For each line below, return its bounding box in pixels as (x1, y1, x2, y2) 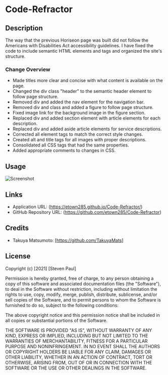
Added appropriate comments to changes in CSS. (12, 147, 116, 154)
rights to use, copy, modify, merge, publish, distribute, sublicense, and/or (5, 291, 157, 297)
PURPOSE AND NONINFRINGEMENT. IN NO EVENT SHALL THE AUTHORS (5, 343, 160, 349)
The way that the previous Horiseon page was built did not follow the (5, 37, 149, 43)
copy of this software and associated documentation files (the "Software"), (5, 280, 161, 287)
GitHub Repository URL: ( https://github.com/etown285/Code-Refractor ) (12, 209, 161, 215)
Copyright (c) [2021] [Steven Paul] (5, 265, 77, 272)
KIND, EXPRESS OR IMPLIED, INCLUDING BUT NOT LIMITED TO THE (5, 332, 148, 339)
